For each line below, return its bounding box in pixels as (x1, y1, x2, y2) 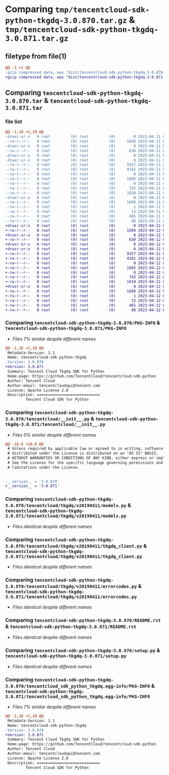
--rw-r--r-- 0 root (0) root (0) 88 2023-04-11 (5, 218, 161, 224)
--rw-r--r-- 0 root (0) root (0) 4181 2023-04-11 (5, 167, 161, 172)
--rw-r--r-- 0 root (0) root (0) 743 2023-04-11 (5, 185, 161, 191)
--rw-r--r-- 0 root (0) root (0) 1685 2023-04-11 (5, 176, 161, 182)
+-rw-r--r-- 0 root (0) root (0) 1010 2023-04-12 (5, 279, 161, 285)
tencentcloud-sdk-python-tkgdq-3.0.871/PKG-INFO (5, 326, 127, 331)
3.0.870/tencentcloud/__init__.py (5, 416, 90, 422)
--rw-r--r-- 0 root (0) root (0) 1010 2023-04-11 (5, 190, 161, 195)
